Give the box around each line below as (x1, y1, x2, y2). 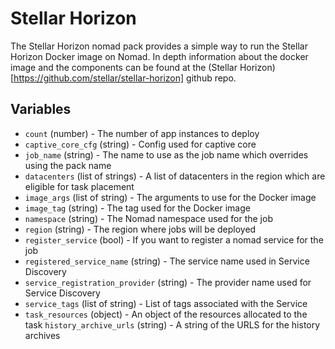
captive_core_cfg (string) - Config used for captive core (24, 138, 257, 150)
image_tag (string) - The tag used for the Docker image (24, 202, 251, 214)
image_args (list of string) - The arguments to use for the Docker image (24, 191, 317, 203)
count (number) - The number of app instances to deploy (24, 127, 260, 139)
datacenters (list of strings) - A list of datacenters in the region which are (24, 170, 326, 182)
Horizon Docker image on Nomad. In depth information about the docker (10, 50, 309, 62)
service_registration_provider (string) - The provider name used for (24, 276, 312, 288)
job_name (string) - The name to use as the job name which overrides (24, 148, 309, 161)
